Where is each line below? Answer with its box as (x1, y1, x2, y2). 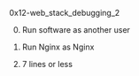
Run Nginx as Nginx (21, 42, 95, 52)
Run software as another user (21, 25, 131, 34)
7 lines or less (21, 59, 73, 69)
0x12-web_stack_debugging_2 (9, 8, 120, 18)
